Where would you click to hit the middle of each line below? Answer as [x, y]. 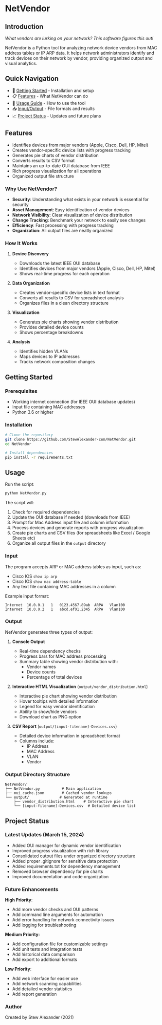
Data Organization [31, 283]
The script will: [20, 503]
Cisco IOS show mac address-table [47, 581]
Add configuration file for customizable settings [60, 944]
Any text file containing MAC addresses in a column [64, 586]
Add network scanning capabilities [47, 984]
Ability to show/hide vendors [48, 712]
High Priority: [19, 900]
